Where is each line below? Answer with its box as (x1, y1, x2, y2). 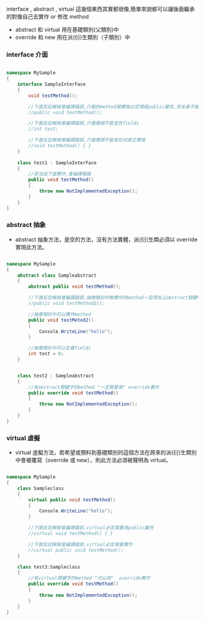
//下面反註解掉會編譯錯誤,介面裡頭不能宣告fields (28, 120, 139, 126)
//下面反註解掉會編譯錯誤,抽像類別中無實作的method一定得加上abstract (28, 295, 189, 301)
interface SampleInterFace (17, 81, 86, 87)
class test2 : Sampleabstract (17, 372, 95, 379)
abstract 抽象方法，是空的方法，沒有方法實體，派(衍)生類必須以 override (15, 236, 198, 243)
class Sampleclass (17, 485, 64, 492)
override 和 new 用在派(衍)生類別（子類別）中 (15, 34, 131, 41)
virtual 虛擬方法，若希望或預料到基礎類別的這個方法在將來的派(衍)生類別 (15, 449, 197, 456)
